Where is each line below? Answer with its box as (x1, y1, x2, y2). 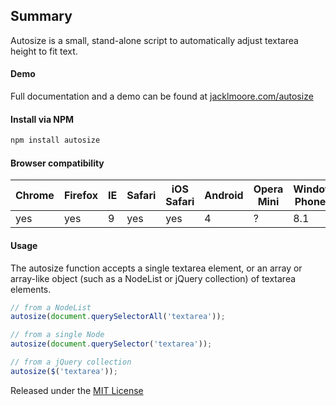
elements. (10, 283, 52, 295)
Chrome (15, 189, 55, 203)
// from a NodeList (10, 302, 92, 313)
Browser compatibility (10, 157, 105, 169)
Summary (10, 8, 73, 25)
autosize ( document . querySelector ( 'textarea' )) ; (10, 339, 213, 349)
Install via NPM (10, 113, 75, 125)
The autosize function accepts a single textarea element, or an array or (10, 262, 303, 274)
